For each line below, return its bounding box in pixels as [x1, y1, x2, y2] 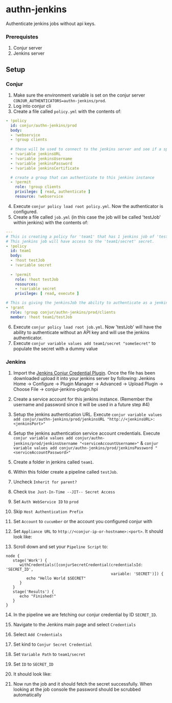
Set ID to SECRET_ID [13, 661, 54, 667]
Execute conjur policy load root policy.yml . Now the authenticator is [13, 203, 164, 209]
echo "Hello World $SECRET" [26, 576, 86, 581]
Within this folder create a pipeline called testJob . [13, 468, 118, 475]
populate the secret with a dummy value [13, 345, 98, 351]
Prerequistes [6, 33, 39, 40]
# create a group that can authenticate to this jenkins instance [10, 175, 155, 180]
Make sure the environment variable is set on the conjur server [13, 92, 145, 98]
